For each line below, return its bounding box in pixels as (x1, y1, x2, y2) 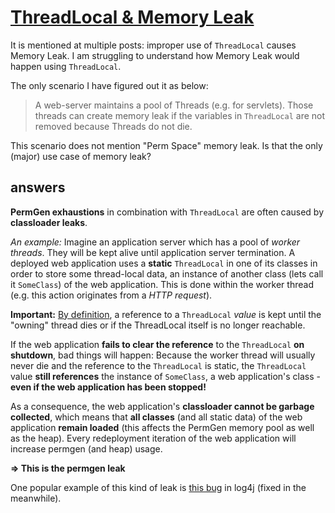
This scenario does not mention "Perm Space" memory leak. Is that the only (10, 139, 323, 151)
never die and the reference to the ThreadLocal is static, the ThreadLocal (10, 359, 307, 371)
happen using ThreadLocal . (10, 60, 122, 72)
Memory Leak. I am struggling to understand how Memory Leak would (10, 49, 300, 61)
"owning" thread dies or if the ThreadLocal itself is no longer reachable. (10, 319, 306, 331)
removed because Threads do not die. (34, 120, 193, 132)
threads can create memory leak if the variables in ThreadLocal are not (34, 109, 326, 121)
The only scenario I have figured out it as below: (10, 79, 209, 91)
